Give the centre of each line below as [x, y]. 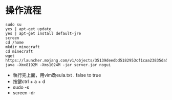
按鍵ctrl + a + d [29, 81]
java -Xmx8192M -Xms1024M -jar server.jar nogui [58, 65]
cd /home [15, 42]
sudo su [14, 24]
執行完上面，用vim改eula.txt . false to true [57, 75]
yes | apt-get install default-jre [43, 33]
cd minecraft [19, 51]
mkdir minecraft [23, 47]
